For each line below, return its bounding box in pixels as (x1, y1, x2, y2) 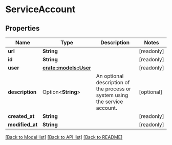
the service (96, 98, 123, 105)
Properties (5, 24, 40, 33)
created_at (8, 113, 35, 119)
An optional (96, 72, 124, 80)
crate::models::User (42, 64, 91, 71)
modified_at (8, 121, 38, 128)
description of (96, 79, 130, 86)
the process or (96, 85, 132, 92)
